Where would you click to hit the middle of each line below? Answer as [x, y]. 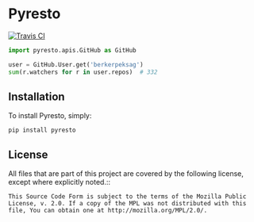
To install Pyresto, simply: [50, 116]
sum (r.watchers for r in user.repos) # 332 [83, 72]
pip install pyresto [42, 130]
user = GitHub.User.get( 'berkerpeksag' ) [76, 64]
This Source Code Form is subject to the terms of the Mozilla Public [127, 197]
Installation [37, 96]
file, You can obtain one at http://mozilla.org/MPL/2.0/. [108, 211]
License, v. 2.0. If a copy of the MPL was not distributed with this [127, 204]
